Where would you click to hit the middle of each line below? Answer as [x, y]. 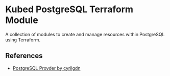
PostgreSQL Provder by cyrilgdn [46, 68]
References [24, 56]
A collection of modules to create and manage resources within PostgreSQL [85, 34]
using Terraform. [23, 40]
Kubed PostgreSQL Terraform [69, 9]
